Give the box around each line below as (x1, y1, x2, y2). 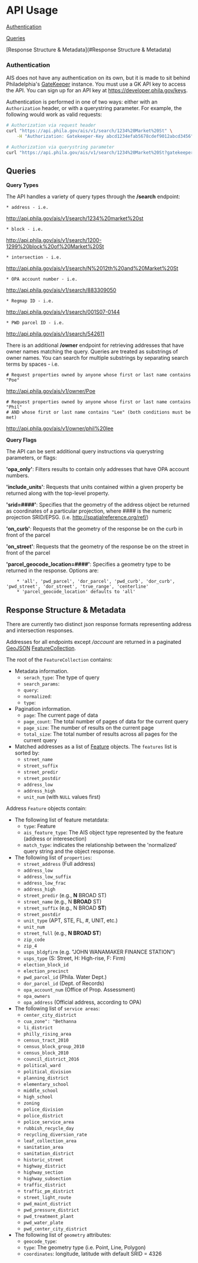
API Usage (6, 4, 58, 17)
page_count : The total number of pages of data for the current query (23, 718, 189, 725)
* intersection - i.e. (6, 254, 62, 260)
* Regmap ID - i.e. (6, 298, 54, 304)
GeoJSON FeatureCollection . (6, 645, 77, 652)
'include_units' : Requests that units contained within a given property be (6, 484, 184, 491)
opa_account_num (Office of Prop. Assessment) (23, 986, 136, 993)
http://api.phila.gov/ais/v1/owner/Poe (6, 388, 95, 395)
